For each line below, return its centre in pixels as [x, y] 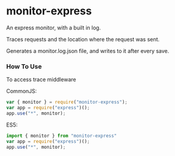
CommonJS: [22, 91]
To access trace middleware [41, 80]
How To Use [24, 66]
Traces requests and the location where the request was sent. [83, 39]
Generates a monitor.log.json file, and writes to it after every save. [88, 51]
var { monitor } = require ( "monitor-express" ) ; [67, 102]
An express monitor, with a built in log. [54, 28]
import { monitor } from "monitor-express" [62, 136]
